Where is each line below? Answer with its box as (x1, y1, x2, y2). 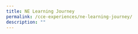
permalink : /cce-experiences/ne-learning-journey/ (6, 14, 133, 20)
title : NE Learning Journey (6, 8, 75, 14)
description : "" (6, 19, 46, 25)
